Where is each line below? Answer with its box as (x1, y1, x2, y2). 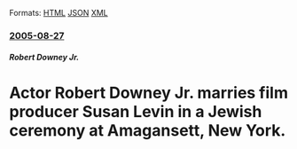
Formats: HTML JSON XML (9, 8, 108, 18)
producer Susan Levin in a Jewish (9, 101, 262, 122)
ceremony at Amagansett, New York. (9, 120, 286, 140)
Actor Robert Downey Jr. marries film (9, 82, 288, 103)
